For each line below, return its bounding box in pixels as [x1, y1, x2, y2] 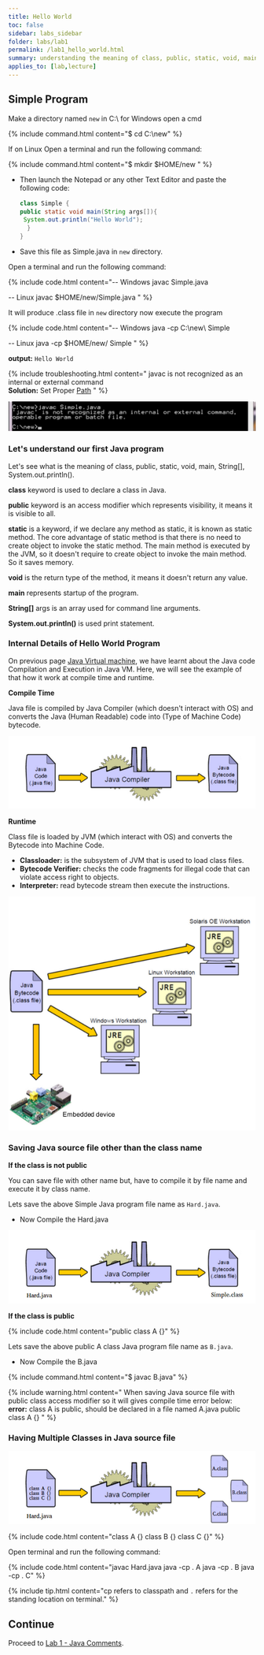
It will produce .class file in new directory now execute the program [8, 308, 223, 318]
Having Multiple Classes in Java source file [8, 1433, 176, 1444]
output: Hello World [8, 354, 74, 363]
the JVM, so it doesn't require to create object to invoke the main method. [8, 549, 247, 559]
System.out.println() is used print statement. [8, 619, 155, 628]
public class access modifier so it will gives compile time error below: [8, 1396, 233, 1406]
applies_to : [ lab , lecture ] [8, 63, 97, 71]
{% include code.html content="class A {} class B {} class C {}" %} [8, 1532, 225, 1542]
